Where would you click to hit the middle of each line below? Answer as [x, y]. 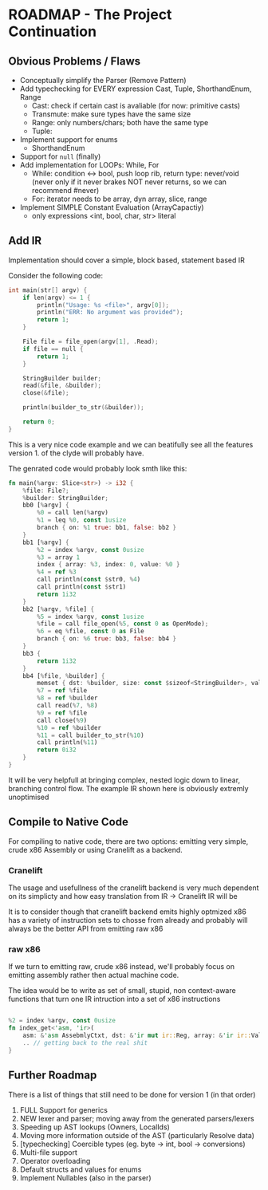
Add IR [25, 241]
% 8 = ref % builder [67, 698]
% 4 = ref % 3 [57, 572]
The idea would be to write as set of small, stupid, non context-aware [122, 991]
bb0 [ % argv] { [46, 505]
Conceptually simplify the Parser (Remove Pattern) [103, 80]
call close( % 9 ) [62, 720]
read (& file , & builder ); [62, 386]
